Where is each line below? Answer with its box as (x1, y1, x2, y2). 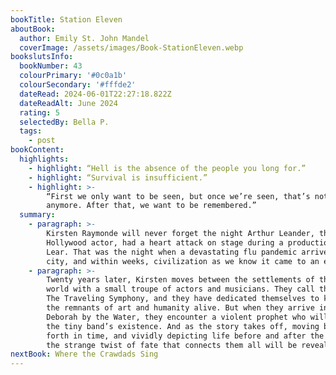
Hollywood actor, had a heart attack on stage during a (46, 237, 284, 248)
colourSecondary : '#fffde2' (19, 80, 137, 90)
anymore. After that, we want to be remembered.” (46, 201, 257, 211)
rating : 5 (19, 107, 60, 118)
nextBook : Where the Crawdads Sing (10, 349, 159, 360)
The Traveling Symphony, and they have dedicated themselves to (46, 294, 320, 304)
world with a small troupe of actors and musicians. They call (46, 284, 315, 295)
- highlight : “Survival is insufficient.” (28, 172, 208, 183)
